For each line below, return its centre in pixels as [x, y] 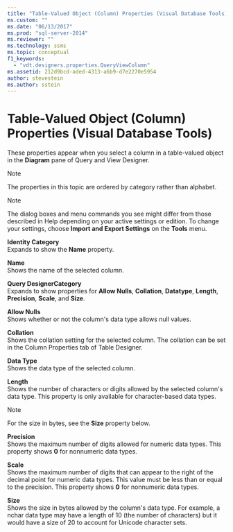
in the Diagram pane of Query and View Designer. [79, 160]
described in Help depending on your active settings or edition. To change [113, 221]
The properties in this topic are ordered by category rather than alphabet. [112, 187]
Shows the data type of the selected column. [71, 368]
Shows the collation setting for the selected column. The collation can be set [116, 340]
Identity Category [33, 242]
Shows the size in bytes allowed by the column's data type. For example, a [114, 508]
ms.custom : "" [28, 20]
